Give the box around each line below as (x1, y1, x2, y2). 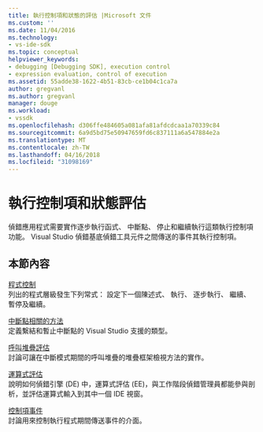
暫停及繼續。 (8, 299, 50, 308)
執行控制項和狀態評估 (8, 195, 147, 213)
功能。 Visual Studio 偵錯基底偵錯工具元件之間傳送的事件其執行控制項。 (8, 232, 241, 241)
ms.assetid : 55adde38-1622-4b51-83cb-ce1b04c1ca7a (8, 77, 178, 85)
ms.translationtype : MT (8, 136, 87, 144)
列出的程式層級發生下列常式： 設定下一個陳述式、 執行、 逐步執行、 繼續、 (8, 289, 250, 299)
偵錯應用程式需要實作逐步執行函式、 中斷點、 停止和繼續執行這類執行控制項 (8, 222, 254, 232)
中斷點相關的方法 (8, 316, 64, 326)
